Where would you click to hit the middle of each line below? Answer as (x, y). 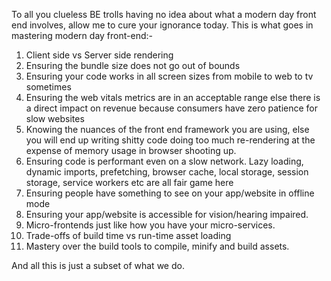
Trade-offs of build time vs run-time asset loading (128, 235)
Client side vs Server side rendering (99, 55)
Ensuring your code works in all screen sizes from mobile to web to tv (169, 76)
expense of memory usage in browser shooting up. (131, 150)
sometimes (48, 87)
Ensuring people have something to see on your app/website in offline (170, 193)
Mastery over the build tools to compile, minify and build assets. (157, 246)
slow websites (55, 118)
